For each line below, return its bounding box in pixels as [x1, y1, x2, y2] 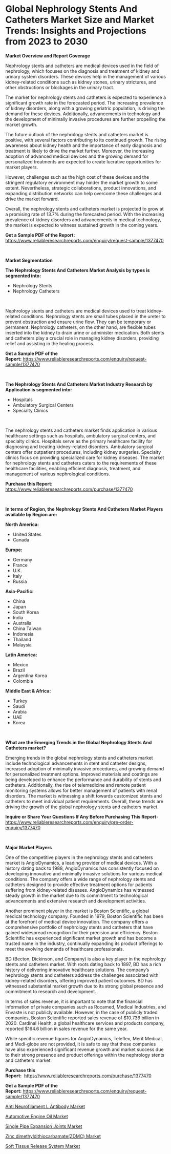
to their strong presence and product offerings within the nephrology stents [5, 1052, 165, 1058]
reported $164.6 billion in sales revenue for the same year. [5, 1025, 128, 1032]
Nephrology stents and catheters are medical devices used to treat [5, 308, 146, 314]
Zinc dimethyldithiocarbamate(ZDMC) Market [5, 1133, 101, 1139]
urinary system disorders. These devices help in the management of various [5, 73, 166, 79]
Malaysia [12, 641, 32, 648]
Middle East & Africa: [5, 687, 51, 694]
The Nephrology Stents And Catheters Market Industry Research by [5, 381, 153, 387]
